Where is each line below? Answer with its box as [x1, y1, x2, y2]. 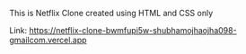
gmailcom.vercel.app [9, 35, 87, 45]
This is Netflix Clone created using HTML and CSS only [9, 8, 214, 18]
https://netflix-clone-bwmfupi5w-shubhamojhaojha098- [29, 25, 237, 35]
